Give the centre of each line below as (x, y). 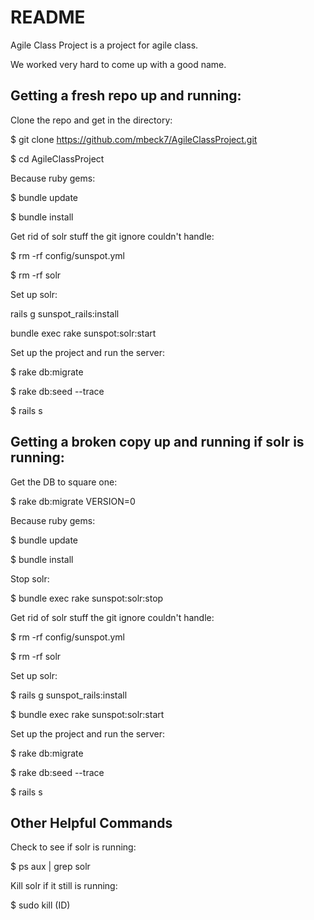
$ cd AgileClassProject (57, 158)
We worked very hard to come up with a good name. (118, 64)
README (48, 17)
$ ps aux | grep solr (50, 867)
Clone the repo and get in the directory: (91, 120)
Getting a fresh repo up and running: (126, 96)
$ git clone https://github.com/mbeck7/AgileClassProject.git (134, 139)
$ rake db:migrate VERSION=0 (73, 501)
